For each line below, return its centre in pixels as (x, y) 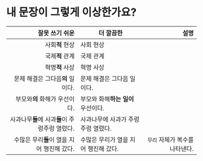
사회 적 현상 (60, 45)
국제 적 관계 (60, 56)
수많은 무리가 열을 (105, 139)
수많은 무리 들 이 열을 (41, 139)
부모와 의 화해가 (36, 99)
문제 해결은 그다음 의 (41, 78)
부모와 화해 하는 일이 (107, 99)
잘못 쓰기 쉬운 (56, 33)
